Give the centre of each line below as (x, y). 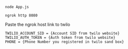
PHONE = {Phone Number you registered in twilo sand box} (64, 42)
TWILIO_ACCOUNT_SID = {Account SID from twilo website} (62, 33)
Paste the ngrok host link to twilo (38, 24)
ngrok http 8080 (21, 16)
